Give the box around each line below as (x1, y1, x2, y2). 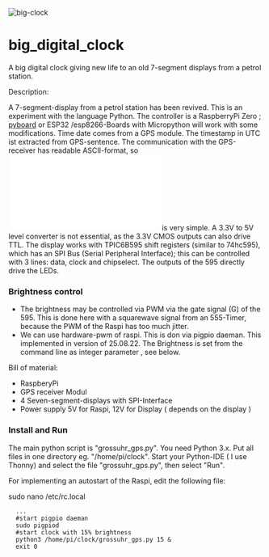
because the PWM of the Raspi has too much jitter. (19, 322, 189, 331)
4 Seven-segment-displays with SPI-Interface (19, 396, 173, 406)
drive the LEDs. (8, 265, 59, 275)
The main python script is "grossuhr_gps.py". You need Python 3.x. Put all (8, 443, 254, 453)
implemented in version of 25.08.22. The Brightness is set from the (19, 339, 243, 348)
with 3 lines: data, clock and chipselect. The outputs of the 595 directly (8, 257, 245, 267)
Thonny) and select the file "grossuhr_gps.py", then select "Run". (8, 460, 225, 470)
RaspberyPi (19, 378, 59, 388)
